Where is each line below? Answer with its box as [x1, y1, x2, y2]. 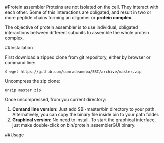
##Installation [5, 45, 33, 50]
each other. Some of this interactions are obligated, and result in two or [5, 9, 151, 15]
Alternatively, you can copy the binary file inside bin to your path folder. [12, 112, 160, 117]
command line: [5, 60, 36, 65]
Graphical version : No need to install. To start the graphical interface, [12, 117, 156, 123]
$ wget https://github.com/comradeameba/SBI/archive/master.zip [5, 69, 142, 74]
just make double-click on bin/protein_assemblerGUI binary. [12, 122, 136, 128]
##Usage [5, 132, 24, 138]
